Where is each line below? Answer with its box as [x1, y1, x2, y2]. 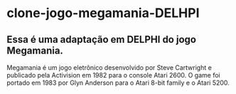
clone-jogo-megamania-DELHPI [6, 5, 200, 21]
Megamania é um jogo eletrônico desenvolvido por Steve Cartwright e [6, 63, 213, 72]
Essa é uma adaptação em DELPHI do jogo [6, 33, 197, 46]
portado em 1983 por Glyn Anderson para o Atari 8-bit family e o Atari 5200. [6, 78, 230, 87]
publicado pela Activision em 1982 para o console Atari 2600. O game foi [6, 71, 221, 79]
